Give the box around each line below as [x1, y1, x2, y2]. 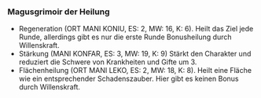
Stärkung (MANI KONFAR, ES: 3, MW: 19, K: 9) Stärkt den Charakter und [18, 49, 252, 59]
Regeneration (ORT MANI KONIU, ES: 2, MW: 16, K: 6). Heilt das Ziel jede [18, 24, 254, 34]
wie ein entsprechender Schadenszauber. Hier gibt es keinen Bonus [18, 74, 239, 84]
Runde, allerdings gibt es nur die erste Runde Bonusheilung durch [18, 32, 232, 42]
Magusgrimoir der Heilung [7, 6, 110, 17]
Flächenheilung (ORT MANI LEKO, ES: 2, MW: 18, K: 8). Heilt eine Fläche [18, 66, 252, 75]
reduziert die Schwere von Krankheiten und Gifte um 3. [18, 57, 197, 67]
